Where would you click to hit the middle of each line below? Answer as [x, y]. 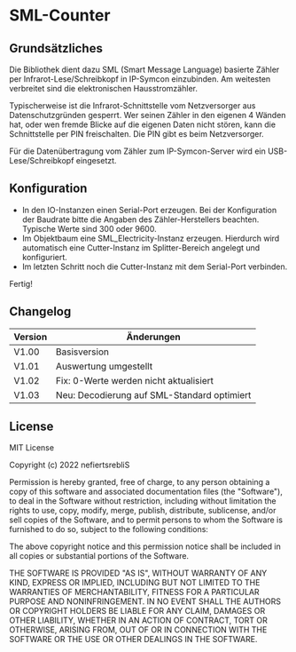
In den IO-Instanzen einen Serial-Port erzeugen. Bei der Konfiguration [149, 210]
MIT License [32, 448]
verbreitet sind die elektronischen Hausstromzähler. [103, 88]
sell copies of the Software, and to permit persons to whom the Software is [146, 520]
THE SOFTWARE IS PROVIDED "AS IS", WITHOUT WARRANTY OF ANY [138, 573]
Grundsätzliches [56, 48]
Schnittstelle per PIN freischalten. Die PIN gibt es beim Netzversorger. [136, 134]
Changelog [40, 312]
